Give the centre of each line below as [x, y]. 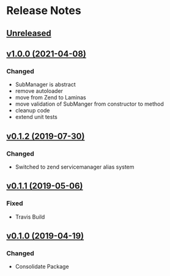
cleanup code [32, 111]
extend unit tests [36, 117]
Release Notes [44, 11]
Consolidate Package [42, 267]
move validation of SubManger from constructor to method [89, 104]
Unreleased [29, 33]
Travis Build [30, 217]
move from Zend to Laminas [51, 98]
